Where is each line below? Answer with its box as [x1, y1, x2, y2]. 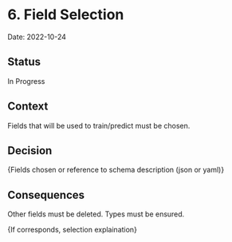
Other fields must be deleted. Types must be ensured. [7, 209, 185, 219]
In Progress [7, 76, 45, 85]
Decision [7, 144, 53, 157]
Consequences [7, 188, 85, 201]
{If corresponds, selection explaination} [7, 225, 137, 235]
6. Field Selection [7, 6, 124, 24]
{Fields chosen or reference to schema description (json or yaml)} [7, 165, 225, 175]
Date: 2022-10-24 [7, 32, 67, 42]
